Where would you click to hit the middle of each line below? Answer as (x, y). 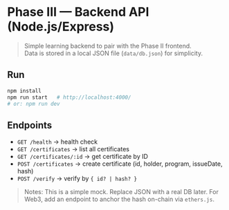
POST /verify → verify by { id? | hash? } (77, 179)
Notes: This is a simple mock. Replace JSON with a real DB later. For (121, 192)
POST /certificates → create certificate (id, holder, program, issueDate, (120, 164)
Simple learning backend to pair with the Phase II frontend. (108, 46)
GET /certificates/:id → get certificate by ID (83, 157)
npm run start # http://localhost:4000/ (69, 97)
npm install (24, 90)
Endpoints (30, 125)
